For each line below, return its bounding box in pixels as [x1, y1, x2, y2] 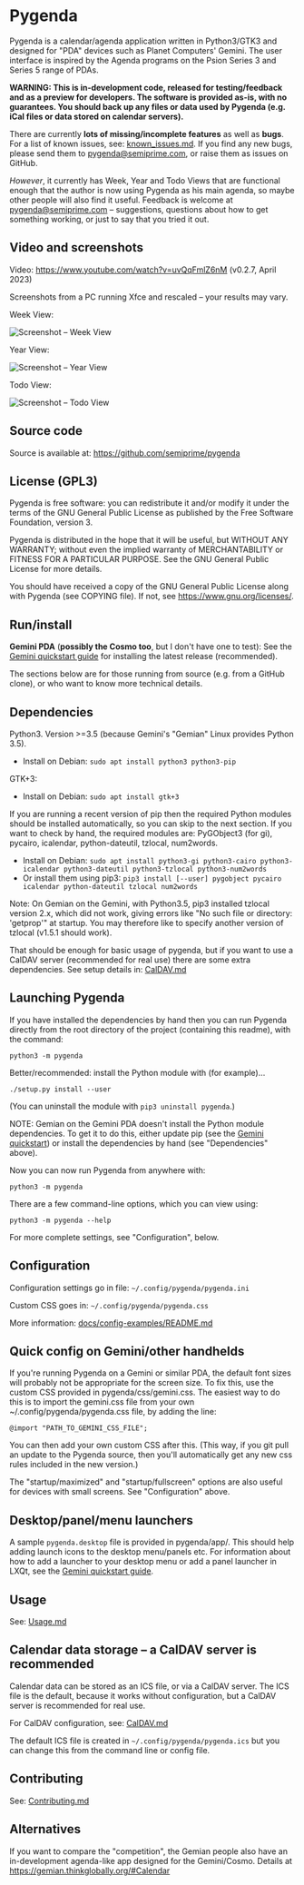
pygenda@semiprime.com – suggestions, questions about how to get [9, 203, 269, 214]
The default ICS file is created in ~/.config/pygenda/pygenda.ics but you [9, 1735, 280, 1746]
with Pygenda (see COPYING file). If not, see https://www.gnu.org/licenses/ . [9, 591, 295, 602]
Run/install [9, 617, 73, 632]
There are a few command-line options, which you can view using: [9, 1198, 259, 1209]
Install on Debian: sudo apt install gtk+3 [22, 791, 180, 802]
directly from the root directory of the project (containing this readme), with [9, 1023, 291, 1035]
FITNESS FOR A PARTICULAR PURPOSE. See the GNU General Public [9, 554, 270, 565]
